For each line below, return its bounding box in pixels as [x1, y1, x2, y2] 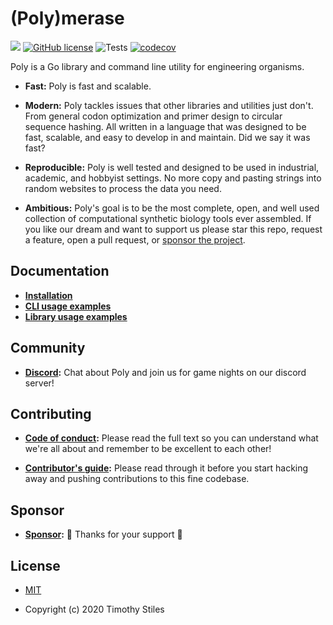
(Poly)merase [10, 7, 125, 30]
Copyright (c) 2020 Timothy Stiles [24, 603, 165, 615]
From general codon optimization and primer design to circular [24, 110, 283, 122]
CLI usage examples [24, 300, 112, 312]
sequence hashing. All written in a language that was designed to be [24, 120, 307, 132]
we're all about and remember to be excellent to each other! [24, 443, 272, 455]
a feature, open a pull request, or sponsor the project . [24, 233, 246, 246]
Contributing [10, 405, 92, 422]
